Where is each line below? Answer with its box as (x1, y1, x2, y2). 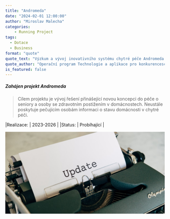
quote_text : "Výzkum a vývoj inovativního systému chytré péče (5, 56, 142, 61)
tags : (5, 35, 17, 40)
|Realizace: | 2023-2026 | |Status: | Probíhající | (5, 122, 105, 128)
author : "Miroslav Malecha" (5, 19, 65, 24)
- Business (10, 46, 33, 51)
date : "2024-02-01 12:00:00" (5, 13, 67, 19)
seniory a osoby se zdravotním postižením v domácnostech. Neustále (17, 101, 163, 107)
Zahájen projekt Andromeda (5, 83, 66, 89)
